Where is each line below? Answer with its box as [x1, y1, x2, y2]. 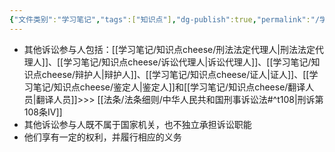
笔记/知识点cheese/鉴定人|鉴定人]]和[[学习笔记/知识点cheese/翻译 [32, 81, 306, 93]
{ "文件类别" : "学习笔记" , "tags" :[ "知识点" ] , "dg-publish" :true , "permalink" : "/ [9, 14, 321, 25]
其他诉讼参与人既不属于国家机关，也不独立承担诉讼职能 [23, 118, 252, 130]
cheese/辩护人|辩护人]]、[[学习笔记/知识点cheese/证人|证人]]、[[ [41, 68, 310, 80]
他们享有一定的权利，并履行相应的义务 [23, 131, 182, 143]
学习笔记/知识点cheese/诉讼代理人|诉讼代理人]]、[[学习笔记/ [63, 56, 312, 68]
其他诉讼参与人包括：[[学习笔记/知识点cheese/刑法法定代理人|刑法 [23, 43, 298, 55]
